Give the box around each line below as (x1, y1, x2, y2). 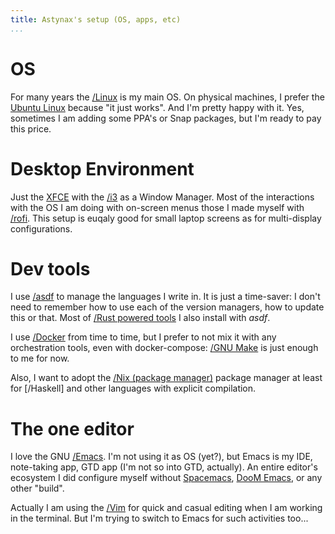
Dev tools (10, 257, 91, 280)
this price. (10, 122, 52, 135)
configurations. (10, 222, 73, 235)
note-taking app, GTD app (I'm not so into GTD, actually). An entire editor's (10, 461, 318, 473)
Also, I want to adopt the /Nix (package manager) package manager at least (10, 372, 323, 384)
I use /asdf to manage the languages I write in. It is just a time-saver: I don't (10, 291, 321, 303)
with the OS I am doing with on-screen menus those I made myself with (10, 201, 305, 213)
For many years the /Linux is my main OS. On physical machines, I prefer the (10, 91, 325, 103)
